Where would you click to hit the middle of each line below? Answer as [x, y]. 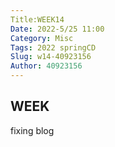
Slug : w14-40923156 [51, 57]
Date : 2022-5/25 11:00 [57, 29]
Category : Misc [42, 38]
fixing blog [32, 130]
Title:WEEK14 [37, 19]
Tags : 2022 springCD [53, 47]
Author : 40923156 [46, 66]
